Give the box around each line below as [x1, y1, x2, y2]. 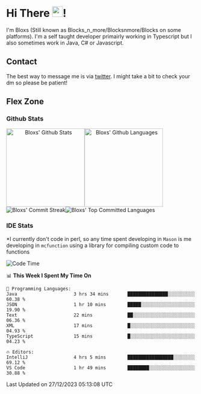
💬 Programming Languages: [6, 286, 71, 292]
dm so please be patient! [6, 79, 68, 86]
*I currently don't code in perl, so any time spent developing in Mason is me [6, 235, 191, 242]
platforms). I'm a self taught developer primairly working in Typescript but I [6, 33, 192, 40]
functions [6, 248, 30, 255]
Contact [6, 57, 37, 67]
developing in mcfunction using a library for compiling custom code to [6, 242, 179, 249]
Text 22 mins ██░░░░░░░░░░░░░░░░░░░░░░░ [6, 312, 196, 318]
